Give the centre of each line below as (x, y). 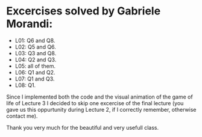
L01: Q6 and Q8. (35, 40)
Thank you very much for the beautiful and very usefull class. (82, 127)
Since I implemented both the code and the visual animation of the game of (99, 97)
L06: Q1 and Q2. (35, 72)
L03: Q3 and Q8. (36, 53)
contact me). (22, 116)
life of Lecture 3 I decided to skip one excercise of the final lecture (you (95, 103)
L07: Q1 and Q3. (35, 79)
